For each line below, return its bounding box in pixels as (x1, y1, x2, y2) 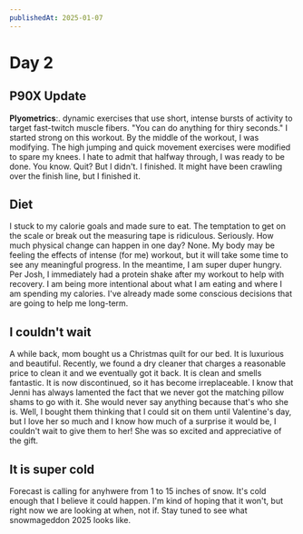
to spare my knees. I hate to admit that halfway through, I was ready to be (9, 151, 286, 162)
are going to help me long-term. (9, 298, 129, 309)
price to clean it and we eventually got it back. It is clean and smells (9, 368, 262, 379)
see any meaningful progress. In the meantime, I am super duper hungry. (9, 260, 282, 271)
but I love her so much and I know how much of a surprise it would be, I (9, 416, 277, 427)
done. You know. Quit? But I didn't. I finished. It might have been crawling (9, 161, 283, 172)
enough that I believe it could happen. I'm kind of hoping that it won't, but (9, 496, 284, 507)
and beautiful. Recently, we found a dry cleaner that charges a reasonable (9, 358, 287, 369)
